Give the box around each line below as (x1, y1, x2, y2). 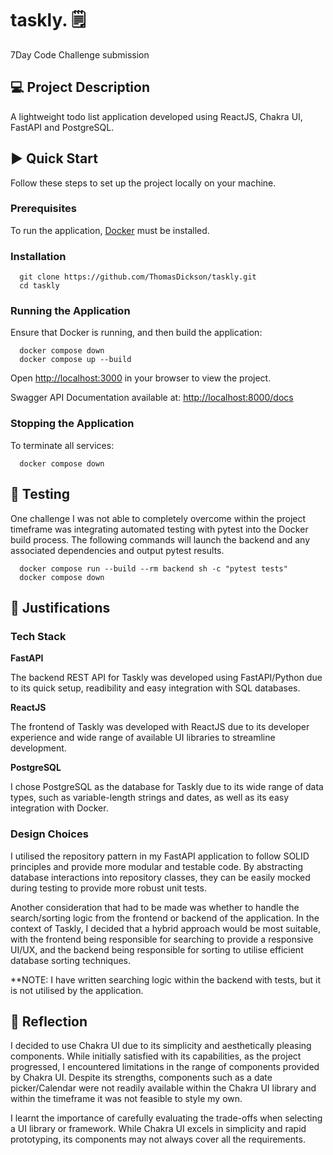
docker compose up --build (19, 355, 132, 365)
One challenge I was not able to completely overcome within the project (10, 512, 307, 524)
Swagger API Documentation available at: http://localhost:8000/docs (10, 392, 294, 404)
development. (10, 742, 67, 754)
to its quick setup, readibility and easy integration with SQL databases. (10, 682, 301, 694)
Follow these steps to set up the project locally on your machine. (10, 177, 277, 189)
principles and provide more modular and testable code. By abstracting (10, 860, 304, 872)
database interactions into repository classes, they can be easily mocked (10, 871, 311, 883)
